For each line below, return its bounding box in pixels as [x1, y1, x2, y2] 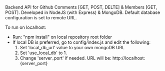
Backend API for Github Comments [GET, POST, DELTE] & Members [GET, [5, 4, 157, 10]
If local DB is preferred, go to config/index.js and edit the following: [12, 39, 151, 45]
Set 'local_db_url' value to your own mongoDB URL [19, 45, 125, 50]
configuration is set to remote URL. [5, 15, 77, 20]
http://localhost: [112, 55, 145, 61]
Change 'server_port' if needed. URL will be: [19, 55, 111, 61]
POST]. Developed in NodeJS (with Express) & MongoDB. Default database [5, 9, 160, 15]
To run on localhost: [5, 24, 46, 30]
